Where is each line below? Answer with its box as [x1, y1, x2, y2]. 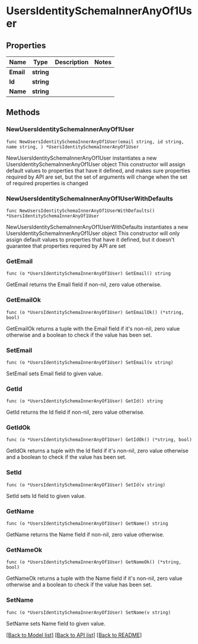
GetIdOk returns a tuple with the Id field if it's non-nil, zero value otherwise [6, 447, 189, 455]
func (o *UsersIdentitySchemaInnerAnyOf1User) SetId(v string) [6, 482, 166, 488]
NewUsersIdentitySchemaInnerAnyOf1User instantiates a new [6, 154, 157, 161]
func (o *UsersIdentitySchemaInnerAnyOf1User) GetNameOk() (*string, [6, 559, 182, 565]
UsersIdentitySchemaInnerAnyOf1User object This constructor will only [6, 230, 180, 237]
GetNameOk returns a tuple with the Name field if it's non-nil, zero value [6, 575, 183, 582]
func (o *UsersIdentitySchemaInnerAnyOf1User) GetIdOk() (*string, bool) [6, 437, 193, 443]
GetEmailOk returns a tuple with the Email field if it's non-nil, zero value [6, 325, 180, 332]
